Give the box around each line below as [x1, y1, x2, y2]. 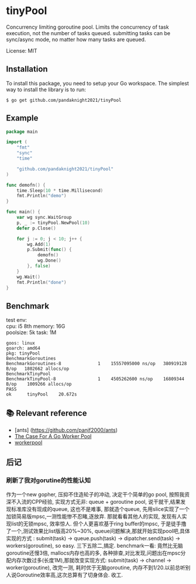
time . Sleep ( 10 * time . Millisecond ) [16, 187, 104, 194]
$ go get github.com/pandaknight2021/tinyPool [6, 97, 122, 103]
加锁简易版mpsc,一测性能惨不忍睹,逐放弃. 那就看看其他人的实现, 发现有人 [6, 513, 183, 520]
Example [6, 113, 39, 123]
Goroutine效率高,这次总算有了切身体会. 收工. [16, 571, 123, 578]
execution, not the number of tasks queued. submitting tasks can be [6, 29, 171, 36]
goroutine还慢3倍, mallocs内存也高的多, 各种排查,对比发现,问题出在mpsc [6, 549, 181, 556]
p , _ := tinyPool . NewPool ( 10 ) [16, 219, 91, 226]
